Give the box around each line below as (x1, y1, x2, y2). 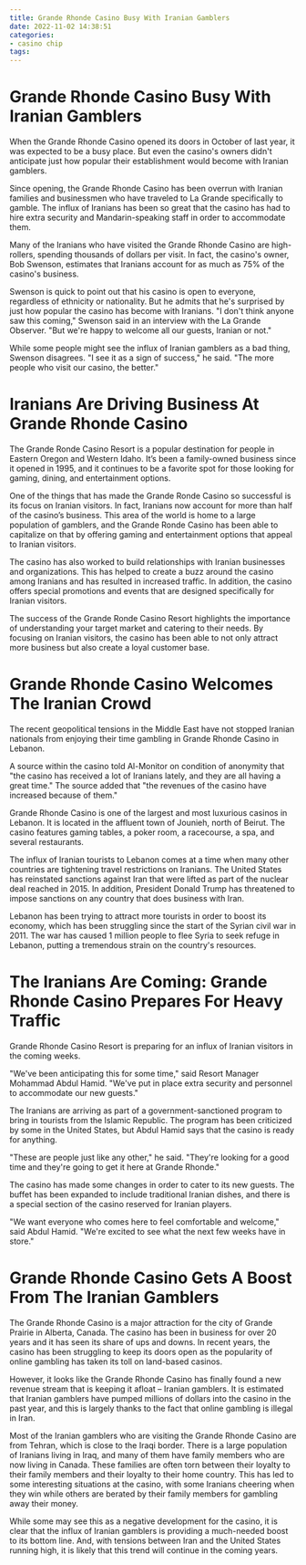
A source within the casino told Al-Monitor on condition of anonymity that (9, 760, 285, 771)
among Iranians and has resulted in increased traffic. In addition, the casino (9, 576, 292, 587)
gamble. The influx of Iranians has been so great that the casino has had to (9, 203, 291, 214)
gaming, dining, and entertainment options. (9, 473, 171, 484)
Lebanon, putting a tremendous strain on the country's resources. (9, 939, 257, 950)
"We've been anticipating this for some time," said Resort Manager (9, 1068, 260, 1079)
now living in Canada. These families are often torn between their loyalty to (9, 1459, 291, 1470)
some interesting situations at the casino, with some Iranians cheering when (9, 1478, 295, 1489)
